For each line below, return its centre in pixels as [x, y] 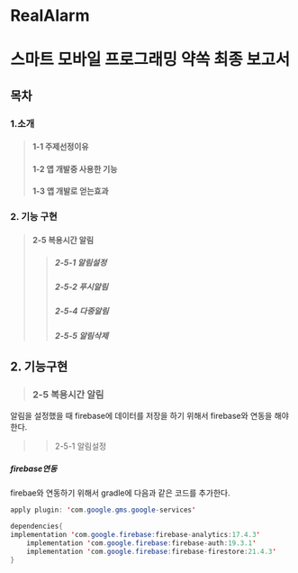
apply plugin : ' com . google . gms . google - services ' [103, 510]
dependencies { [37, 527]
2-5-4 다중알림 [81, 311]
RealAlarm [50, 16]
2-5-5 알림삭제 [81, 335]
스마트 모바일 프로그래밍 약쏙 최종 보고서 [150, 60]
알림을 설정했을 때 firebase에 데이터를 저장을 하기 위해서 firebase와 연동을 [141, 416]
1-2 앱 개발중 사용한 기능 [75, 168]
